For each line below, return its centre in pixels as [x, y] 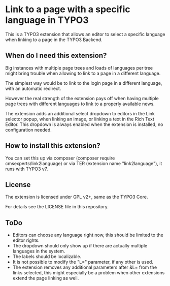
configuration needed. [28, 130]
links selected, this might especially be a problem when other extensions [89, 273]
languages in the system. [39, 251]
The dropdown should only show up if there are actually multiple [80, 246]
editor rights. [26, 240]
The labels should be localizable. [47, 257]
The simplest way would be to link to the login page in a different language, [84, 83]
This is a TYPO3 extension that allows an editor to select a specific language [85, 34]
